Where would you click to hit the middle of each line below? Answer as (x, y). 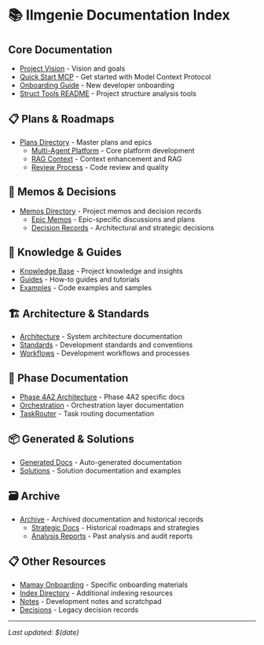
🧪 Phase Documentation (68, 378)
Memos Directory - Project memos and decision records (110, 211)
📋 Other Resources (57, 562)
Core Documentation (60, 49)
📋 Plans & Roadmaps (61, 119)
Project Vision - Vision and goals (72, 68)
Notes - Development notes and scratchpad (90, 601)
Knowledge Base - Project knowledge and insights (101, 271)
